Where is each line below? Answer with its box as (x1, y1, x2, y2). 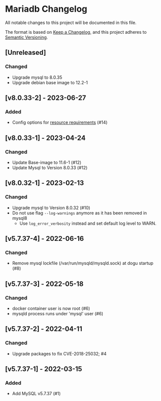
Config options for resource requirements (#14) (12, 119, 108, 125)
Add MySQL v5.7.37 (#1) (12, 391, 61, 397)
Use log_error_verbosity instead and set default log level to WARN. (19, 220, 157, 226)
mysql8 (12, 215, 27, 221)
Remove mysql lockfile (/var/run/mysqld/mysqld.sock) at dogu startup (12, 260, 154, 266)
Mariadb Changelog (5, 3, 88, 15)
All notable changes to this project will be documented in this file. (5, 20, 137, 25)
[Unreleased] (5, 48, 46, 57)
